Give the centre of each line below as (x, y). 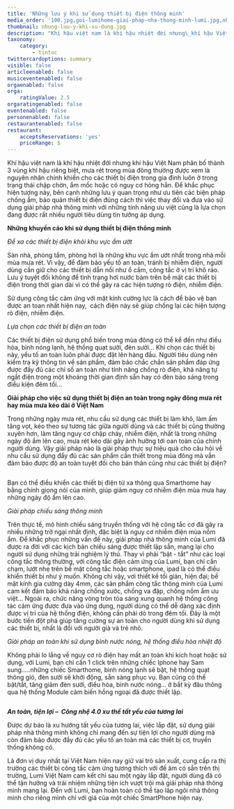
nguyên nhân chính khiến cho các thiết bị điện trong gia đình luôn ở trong (112, 178)
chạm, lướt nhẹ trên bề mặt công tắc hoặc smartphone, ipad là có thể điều (114, 569)
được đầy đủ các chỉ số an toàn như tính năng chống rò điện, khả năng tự (112, 370)
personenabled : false (39, 117)
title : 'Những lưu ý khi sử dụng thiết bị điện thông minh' (96, 14)
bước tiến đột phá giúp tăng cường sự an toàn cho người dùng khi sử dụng (114, 621)
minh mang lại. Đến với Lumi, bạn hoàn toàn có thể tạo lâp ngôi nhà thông (113, 790)
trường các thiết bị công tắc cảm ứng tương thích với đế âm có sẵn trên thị (114, 768)
